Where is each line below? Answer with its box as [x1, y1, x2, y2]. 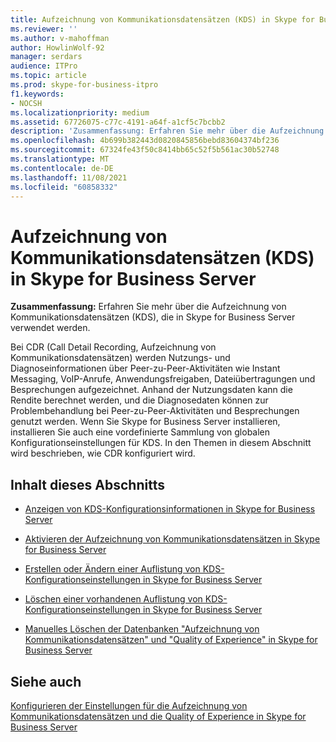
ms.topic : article [10, 71, 87, 81]
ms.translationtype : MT [10, 154, 110, 164]
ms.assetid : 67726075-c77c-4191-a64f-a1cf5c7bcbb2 [10, 117, 226, 127]
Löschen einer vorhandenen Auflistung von [24, 593, 203, 605]
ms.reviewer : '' [10, 24, 78, 34]
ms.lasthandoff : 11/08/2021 [10, 172, 128, 183]
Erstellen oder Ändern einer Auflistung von [24, 563, 201, 575]
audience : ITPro [10, 61, 78, 71]
